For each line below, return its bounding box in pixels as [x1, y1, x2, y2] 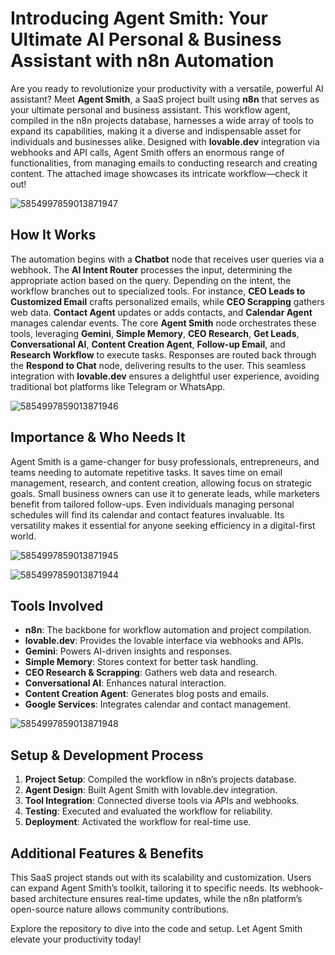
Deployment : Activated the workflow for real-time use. [24, 816, 252, 828]
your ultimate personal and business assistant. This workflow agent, [10, 103, 291, 116]
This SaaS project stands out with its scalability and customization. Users [10, 872, 312, 883]
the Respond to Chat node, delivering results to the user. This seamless [10, 359, 307, 371]
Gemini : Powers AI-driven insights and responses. [24, 645, 233, 657]
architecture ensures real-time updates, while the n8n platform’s [38, 893, 303, 904]
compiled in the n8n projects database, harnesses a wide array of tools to [10, 114, 314, 126]
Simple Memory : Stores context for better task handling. [24, 656, 259, 668]
